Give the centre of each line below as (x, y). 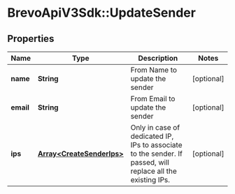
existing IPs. (150, 180)
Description (158, 58)
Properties (31, 39)
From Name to (154, 70)
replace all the (154, 171)
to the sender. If (157, 154)
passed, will (150, 162)
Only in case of (155, 127)
